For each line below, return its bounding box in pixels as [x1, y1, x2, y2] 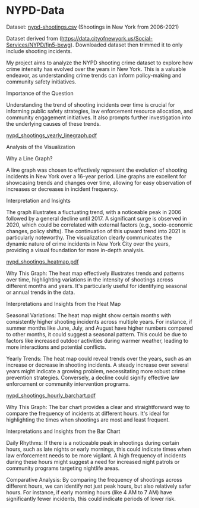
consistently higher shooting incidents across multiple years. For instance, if [6, 318, 192, 325]
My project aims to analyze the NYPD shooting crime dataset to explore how [6, 59, 193, 66]
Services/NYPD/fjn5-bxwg [6, 41, 71, 48]
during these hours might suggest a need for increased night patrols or [6, 458, 180, 465]
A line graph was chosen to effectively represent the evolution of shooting [6, 166, 188, 174]
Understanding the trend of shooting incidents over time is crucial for [6, 101, 175, 108]
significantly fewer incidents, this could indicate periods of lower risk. [6, 495, 176, 502]
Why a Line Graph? [6, 154, 53, 162]
